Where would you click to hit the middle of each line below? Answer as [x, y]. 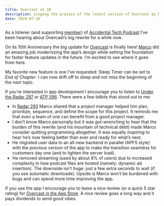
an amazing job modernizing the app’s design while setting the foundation [79, 52]
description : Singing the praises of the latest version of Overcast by [81, 14]
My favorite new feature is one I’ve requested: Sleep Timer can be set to [78, 72]
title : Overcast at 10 [28, 9]
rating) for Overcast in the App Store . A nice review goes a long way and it [80, 193]
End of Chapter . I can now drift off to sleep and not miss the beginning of [79, 77]
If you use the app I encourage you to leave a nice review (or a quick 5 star [80, 188]
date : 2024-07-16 [23, 19]
